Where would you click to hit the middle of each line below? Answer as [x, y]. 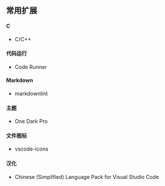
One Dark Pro [31, 121]
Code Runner [31, 67]
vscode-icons [32, 149]
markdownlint [31, 94]
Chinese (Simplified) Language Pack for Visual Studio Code [87, 177]
